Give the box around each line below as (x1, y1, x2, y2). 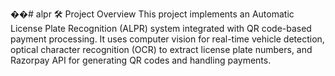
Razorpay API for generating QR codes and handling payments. (10, 54, 272, 66)
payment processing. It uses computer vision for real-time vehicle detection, (10, 33, 325, 45)
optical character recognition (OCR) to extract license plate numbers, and (10, 44, 313, 55)
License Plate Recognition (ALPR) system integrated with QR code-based (10, 23, 312, 34)
